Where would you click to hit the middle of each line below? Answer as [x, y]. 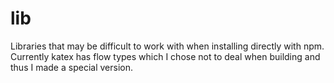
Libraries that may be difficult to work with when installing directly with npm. [167, 46]
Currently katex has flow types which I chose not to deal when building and [165, 56]
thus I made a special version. [71, 67]
